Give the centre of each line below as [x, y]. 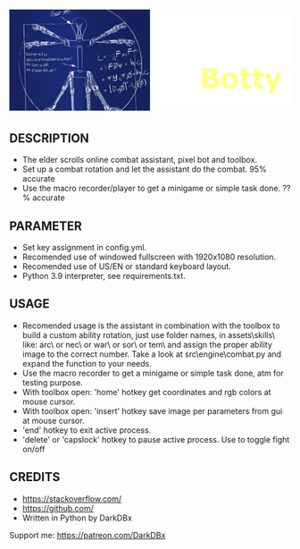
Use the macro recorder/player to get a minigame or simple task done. [151, 189]
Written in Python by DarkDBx [77, 518]
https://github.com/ [58, 508]
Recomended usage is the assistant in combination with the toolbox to [151, 325]
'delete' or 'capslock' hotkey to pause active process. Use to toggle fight [156, 439]
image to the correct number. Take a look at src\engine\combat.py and [152, 354]
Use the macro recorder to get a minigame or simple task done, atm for [153, 373]
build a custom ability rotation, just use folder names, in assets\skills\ [148, 334]
